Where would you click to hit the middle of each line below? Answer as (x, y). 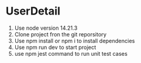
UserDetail (33, 11)
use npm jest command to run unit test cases (71, 53)
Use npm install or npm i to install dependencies (74, 41)
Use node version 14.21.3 (46, 28)
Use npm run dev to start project (55, 47)
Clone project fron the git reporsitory (60, 34)
